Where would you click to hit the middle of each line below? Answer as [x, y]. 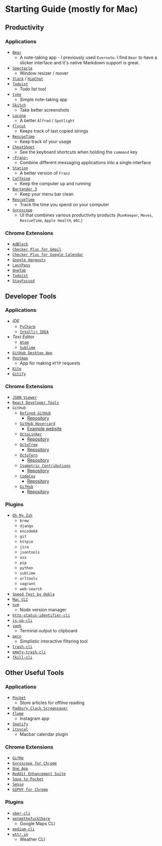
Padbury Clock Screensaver [40, 709]
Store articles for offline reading [52, 703]
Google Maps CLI [37, 823]
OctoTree [29, 445]
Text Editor [23, 337]
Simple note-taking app [43, 99]
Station [20, 168]
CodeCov [27, 476]
